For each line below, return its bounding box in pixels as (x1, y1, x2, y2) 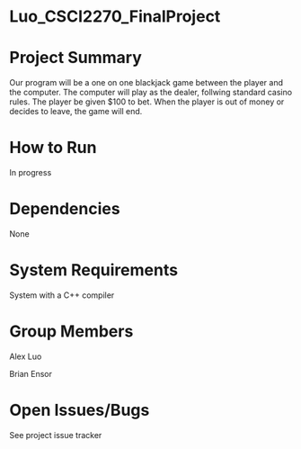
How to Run (9, 138, 97, 158)
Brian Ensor (9, 368, 52, 379)
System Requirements (9, 260, 178, 281)
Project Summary (9, 48, 142, 68)
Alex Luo (9, 351, 42, 362)
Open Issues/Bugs (9, 400, 150, 420)
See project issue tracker (9, 429, 102, 440)
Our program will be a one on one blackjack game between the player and (9, 77, 283, 88)
